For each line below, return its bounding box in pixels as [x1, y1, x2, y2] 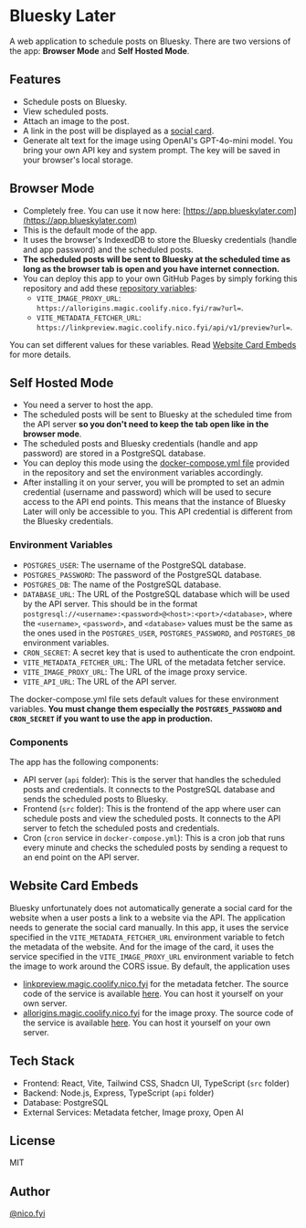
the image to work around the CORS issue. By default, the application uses [9, 960, 290, 971]
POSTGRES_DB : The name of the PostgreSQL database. [22, 579, 222, 590]
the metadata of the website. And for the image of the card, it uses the [9, 941, 274, 952]
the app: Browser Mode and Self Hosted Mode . [9, 45, 190, 56]
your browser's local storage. [22, 154, 134, 165]
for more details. [9, 349, 71, 360]
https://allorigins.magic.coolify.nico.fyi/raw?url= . [36, 302, 244, 313]
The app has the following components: [9, 756, 159, 767]
